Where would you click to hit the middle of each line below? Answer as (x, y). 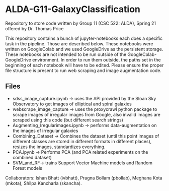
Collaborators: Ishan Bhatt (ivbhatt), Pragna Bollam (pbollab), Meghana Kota (84, 178)
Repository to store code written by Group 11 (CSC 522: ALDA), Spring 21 (80, 23)
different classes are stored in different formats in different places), (82, 141)
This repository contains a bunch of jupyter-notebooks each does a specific (84, 38)
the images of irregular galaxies (45, 131)
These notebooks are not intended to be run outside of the (66, 54)
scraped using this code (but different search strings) (68, 120)
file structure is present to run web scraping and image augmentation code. (83, 70)
